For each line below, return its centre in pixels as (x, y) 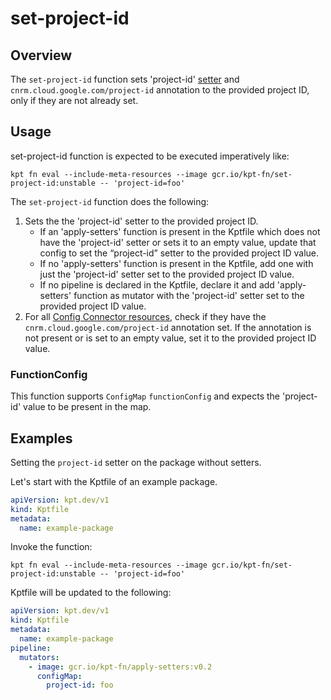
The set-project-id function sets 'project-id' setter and (125, 79)
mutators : (39, 657)
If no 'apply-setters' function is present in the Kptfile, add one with (176, 263)
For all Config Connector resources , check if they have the (145, 316)
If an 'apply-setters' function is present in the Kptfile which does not (180, 231)
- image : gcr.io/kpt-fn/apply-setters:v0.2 (120, 667)
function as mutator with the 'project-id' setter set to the (189, 295)
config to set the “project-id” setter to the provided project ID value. (179, 253)
